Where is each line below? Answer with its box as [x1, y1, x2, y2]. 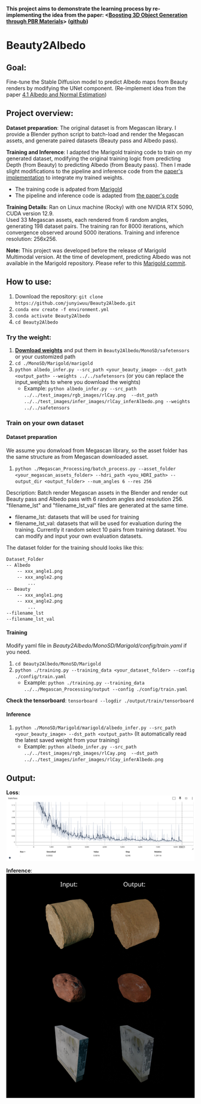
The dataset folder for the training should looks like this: [6, 544, 144, 551]
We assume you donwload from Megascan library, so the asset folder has [6, 447, 188, 454]
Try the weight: [6, 333, 52, 341]
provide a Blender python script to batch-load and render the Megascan [6, 130, 184, 138]
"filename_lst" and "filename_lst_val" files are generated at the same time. [6, 502, 188, 509]
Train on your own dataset [6, 419, 84, 427]
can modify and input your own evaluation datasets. [14, 532, 143, 540]
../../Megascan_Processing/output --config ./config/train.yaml [23, 687, 188, 693]
